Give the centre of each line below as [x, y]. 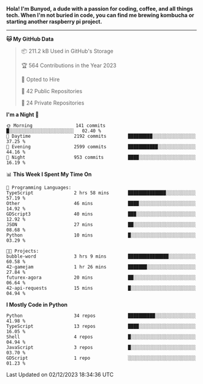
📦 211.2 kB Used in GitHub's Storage [67, 51]
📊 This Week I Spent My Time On [49, 174]
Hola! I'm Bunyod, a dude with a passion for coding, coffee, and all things [100, 9]
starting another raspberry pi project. [54, 21]
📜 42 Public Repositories [52, 91]
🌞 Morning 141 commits [56, 126]
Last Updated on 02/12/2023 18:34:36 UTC [60, 375]
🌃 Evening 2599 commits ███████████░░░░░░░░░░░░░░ [101, 147]
